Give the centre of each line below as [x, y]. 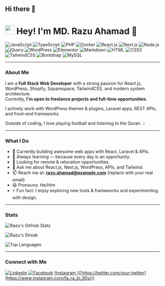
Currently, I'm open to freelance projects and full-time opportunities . [76, 99]
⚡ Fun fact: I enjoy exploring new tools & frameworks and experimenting [85, 190]
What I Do [17, 141]
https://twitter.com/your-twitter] [114, 273]
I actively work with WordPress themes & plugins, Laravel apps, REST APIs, [81, 108]
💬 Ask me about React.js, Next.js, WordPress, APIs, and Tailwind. [78, 167]
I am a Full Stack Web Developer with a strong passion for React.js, [74, 83]
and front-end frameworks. [32, 114]
